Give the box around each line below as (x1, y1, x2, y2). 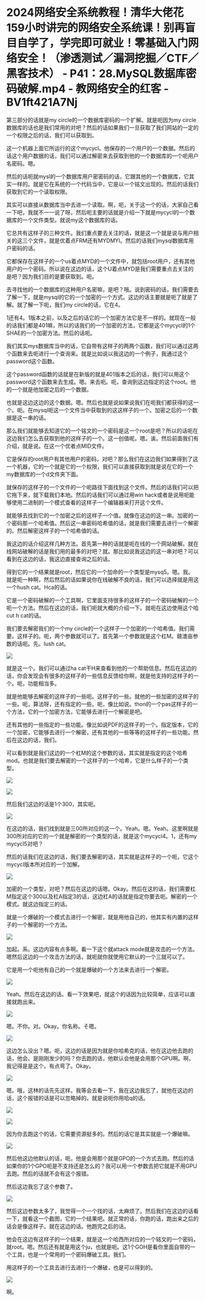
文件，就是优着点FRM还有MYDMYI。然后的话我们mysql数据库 (32, 236, 189, 244)
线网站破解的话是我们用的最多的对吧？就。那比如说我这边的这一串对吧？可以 (6, 547, 199, 555)
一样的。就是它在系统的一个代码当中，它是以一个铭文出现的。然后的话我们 (11, 180, 199, 188)
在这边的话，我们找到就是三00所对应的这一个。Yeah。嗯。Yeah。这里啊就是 (6, 825, 199, 832)
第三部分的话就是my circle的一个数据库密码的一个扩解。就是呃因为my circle (6, 116, 196, 123)
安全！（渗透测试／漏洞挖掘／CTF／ (17, 51, 199, 65)
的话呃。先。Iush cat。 (11, 640, 70, 647)
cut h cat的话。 (6, 611, 45, 619)
